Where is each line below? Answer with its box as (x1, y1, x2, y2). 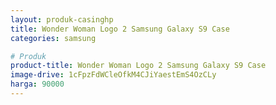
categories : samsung (10, 33, 97, 43)
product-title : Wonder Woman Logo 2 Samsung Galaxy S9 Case (10, 61, 267, 71)
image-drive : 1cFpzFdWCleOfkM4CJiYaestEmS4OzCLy (10, 70, 217, 80)
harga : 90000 (10, 79, 65, 90)
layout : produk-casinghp (10, 14, 114, 25)
